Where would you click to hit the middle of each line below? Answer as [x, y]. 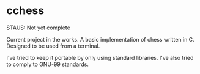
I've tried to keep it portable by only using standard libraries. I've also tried [100, 57]
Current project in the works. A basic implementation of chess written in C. [100, 39]
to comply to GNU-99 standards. [47, 64]
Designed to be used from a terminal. [53, 46]
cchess [25, 11]
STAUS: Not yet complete [38, 28]
